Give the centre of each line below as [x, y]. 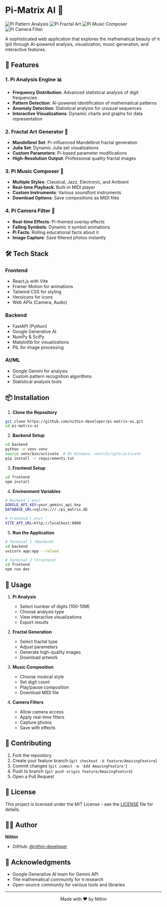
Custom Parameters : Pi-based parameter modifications [70, 153]
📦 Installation [27, 398]
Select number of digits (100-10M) [55, 606]
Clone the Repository [35, 412]
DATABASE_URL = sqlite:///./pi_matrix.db [46, 509]
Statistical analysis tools [37, 381]
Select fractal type [39, 642]
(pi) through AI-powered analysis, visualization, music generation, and [77, 44]
